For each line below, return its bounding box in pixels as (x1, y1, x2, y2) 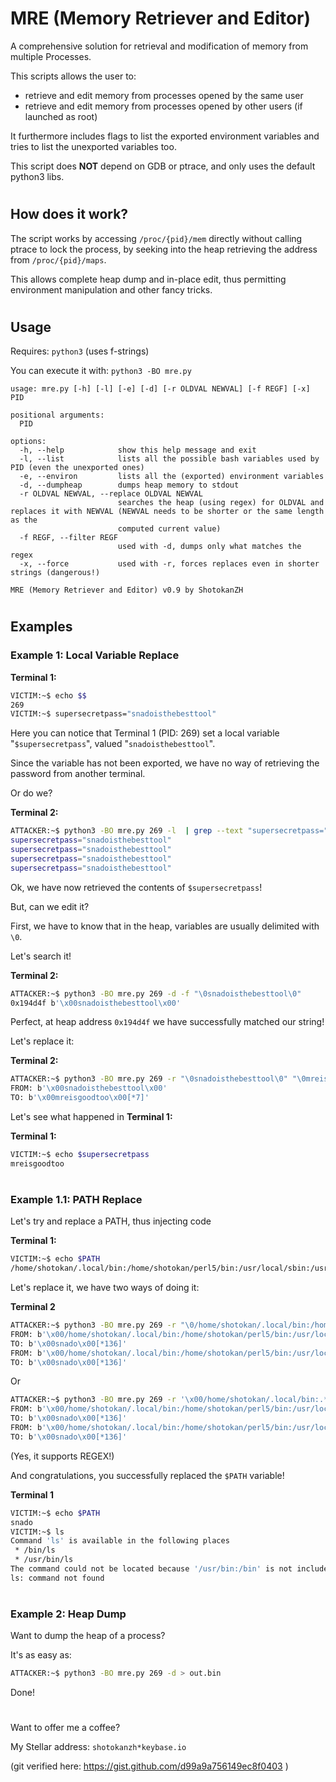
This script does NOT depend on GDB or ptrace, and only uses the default (10, 160, 316, 172)
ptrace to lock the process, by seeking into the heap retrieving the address (10, 243, 318, 255)
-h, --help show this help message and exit (19, 445, 257, 456)
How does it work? (10, 206, 129, 223)
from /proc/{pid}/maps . (10, 253, 107, 266)
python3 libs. (10, 170, 65, 182)
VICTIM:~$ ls (10, 1527, 65, 1537)
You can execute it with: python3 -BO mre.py (10, 365, 192, 377)
